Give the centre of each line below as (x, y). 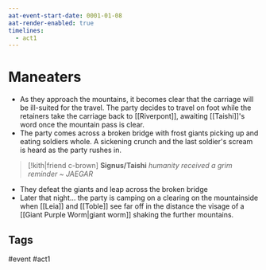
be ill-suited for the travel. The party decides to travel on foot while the (135, 108)
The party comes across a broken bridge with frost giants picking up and (139, 133)
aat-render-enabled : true (51, 23)
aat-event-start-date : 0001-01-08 (66, 16)
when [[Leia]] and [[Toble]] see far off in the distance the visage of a (132, 206)
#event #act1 (29, 259)
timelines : (26, 30)
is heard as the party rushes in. (70, 150)
